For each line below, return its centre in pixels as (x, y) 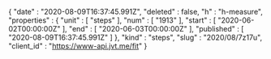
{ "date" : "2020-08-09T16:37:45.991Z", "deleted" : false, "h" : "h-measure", (136, 12)
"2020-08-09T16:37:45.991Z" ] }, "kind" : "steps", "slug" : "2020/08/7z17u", (135, 37)
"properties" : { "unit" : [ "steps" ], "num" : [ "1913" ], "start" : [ (112, 20)
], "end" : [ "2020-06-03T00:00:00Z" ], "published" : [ (153, 29)
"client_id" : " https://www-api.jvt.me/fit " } (78, 46)
